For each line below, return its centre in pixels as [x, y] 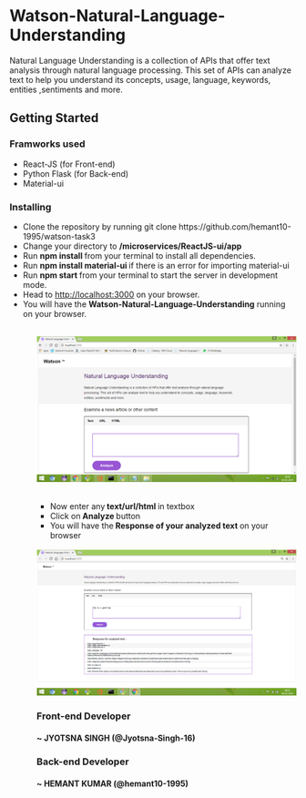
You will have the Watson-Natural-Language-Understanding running [154, 304]
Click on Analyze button [95, 517]
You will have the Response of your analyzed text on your [159, 526]
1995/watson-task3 [59, 236]
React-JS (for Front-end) [69, 164]
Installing [31, 207]
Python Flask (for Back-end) [76, 173]
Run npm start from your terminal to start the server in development [150, 275]
